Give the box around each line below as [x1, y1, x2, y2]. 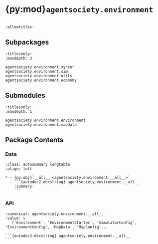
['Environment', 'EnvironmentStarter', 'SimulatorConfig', [11, 220, 137, 225]
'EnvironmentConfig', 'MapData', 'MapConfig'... [5, 224, 108, 229]
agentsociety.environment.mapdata [5, 122, 77, 127]
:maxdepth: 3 [5, 56, 32, 61]
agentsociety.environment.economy [5, 78, 77, 83]
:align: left [5, 166, 32, 171]
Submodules [5, 91, 46, 100]
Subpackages [5, 38, 49, 47]
